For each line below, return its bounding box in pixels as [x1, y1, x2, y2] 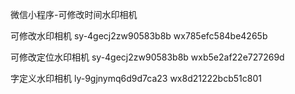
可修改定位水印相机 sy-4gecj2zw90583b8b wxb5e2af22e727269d [10, 51, 285, 63]
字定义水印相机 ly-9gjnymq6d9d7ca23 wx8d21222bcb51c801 [10, 73, 262, 84]
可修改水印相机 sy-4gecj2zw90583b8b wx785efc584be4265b [10, 30, 268, 42]
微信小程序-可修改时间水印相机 [10, 9, 138, 20]
